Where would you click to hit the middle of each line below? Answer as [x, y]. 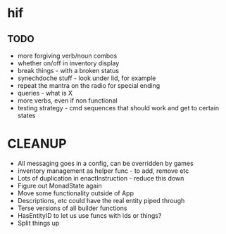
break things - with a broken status [68, 71]
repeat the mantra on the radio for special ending [89, 85]
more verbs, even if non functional [67, 100]
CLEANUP [37, 144]
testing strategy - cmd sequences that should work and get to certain [118, 108]
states [26, 115]
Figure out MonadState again [59, 186]
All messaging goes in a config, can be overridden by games [105, 163]
